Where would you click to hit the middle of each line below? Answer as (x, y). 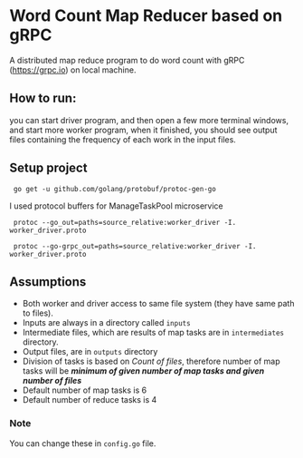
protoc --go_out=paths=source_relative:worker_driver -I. (125, 222)
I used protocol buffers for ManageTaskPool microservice (116, 206)
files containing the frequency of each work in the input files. (123, 139)
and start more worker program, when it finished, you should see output (143, 130)
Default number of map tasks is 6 (85, 390)
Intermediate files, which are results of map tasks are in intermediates (153, 333)
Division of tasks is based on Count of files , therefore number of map (151, 361)
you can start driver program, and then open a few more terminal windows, (149, 120)
